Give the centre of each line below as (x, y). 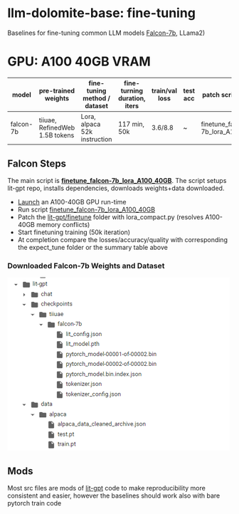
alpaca (91, 124)
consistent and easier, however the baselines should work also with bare (114, 495)
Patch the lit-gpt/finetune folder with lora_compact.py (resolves (111, 217)
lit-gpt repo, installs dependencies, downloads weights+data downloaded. (116, 188)
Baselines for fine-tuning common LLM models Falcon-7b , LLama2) (106, 33)
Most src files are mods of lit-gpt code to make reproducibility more (107, 488)
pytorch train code (34, 503)
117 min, (131, 124)
